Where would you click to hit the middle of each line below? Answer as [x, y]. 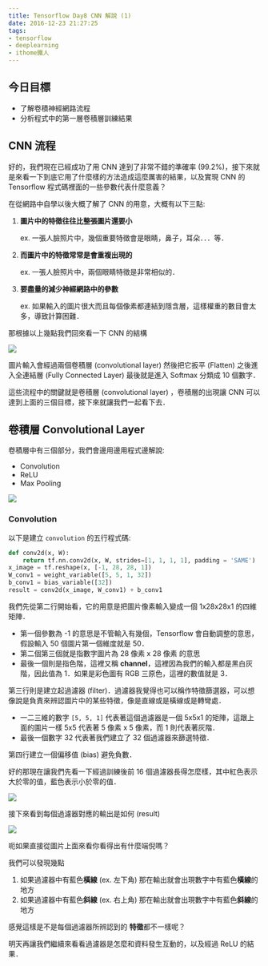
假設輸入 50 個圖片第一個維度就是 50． [84, 643]
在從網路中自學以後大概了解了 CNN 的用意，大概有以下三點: [107, 203]
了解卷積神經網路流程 [55, 108]
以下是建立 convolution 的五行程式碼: [70, 537]
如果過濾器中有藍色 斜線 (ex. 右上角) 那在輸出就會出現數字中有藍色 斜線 [136, 900]
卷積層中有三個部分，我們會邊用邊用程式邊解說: [87, 450]
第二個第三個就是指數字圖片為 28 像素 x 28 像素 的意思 [110, 653]
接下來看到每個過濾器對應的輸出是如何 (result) [84, 813]
